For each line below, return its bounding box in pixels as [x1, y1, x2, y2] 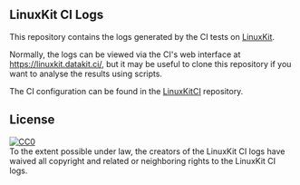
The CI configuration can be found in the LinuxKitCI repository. [9, 85, 244, 96]
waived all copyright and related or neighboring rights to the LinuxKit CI [9, 155, 276, 166]
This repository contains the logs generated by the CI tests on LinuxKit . [9, 31, 275, 42]
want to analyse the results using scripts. [9, 68, 163, 79]
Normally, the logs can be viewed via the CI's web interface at [9, 49, 241, 60]
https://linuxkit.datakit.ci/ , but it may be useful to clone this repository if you [9, 58, 292, 69]
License [9, 112, 55, 128]
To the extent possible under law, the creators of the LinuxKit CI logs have [9, 145, 285, 157]
